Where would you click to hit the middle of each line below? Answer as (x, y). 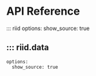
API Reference (43, 11)
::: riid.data (28, 47)
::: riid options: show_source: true (48, 28)
